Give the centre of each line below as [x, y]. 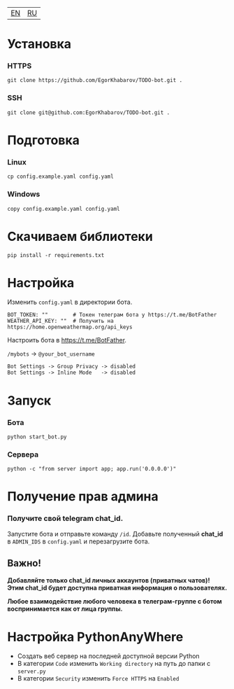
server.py [32, 671]
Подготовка [44, 140]
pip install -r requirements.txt [56, 255]
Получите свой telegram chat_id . [65, 519]
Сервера [23, 454]
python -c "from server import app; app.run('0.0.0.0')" [92, 469]
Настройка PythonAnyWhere [95, 637]
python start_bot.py [37, 437]
